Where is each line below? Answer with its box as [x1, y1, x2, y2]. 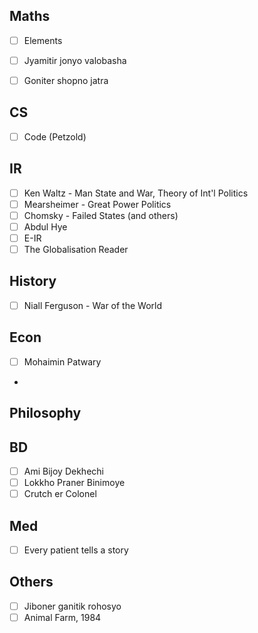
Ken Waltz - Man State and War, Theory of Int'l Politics [23, 187, 249, 199]
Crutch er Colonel [23, 488, 97, 500]
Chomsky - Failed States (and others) [23, 209, 179, 221]
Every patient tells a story [23, 544, 129, 556]
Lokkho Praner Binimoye [23, 477, 126, 489]
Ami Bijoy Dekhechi [23, 465, 104, 478]
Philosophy [9, 405, 82, 422]
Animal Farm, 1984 [23, 611, 102, 623]
